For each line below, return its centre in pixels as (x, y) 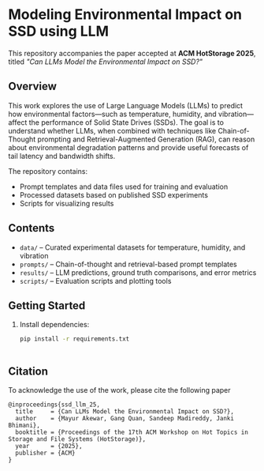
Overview (33, 87)
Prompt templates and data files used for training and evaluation (124, 187)
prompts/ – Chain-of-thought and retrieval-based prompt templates (128, 264)
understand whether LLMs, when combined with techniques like (112, 130)
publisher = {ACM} (46, 453)
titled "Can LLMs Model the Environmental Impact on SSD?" (106, 62)
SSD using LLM (58, 31)
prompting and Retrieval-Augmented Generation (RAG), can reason (146, 139)
